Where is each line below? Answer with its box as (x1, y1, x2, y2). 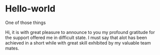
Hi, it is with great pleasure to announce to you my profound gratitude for (5, 29, 156, 35)
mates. (5, 45, 19, 51)
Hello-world (5, 3, 56, 14)
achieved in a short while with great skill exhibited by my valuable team (5, 39, 151, 45)
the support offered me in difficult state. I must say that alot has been (5, 34, 147, 40)
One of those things (5, 19, 46, 25)
